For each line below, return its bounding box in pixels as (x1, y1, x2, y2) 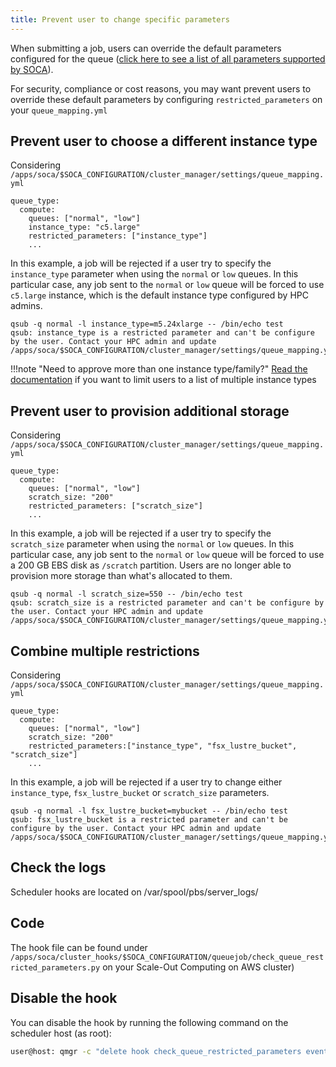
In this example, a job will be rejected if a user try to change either (10, 776, 283, 788)
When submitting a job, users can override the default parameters (10, 42, 282, 54)
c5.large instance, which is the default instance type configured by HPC (10, 289, 309, 301)
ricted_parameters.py (10, 962, 101, 973)
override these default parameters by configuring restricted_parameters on (10, 93, 323, 105)
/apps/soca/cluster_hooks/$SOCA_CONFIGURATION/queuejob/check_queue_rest (10, 952, 325, 962)
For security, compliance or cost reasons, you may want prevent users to (10, 82, 312, 95)
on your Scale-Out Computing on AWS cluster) (102, 961, 295, 973)
